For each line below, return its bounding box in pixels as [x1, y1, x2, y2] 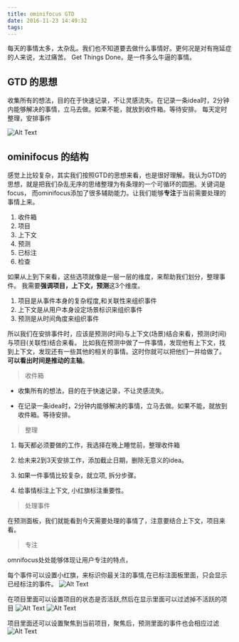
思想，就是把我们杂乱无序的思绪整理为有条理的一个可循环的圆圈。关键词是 [7, 180, 225, 188]
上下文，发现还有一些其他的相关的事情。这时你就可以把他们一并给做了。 [13, 347, 225, 356]
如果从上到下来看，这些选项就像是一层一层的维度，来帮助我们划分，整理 [7, 272, 219, 281]
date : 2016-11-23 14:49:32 [7, 17, 87, 24]
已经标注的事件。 [7, 580, 58, 588]
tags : [7, 24, 23, 31]
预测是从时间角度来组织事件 [17, 314, 100, 323]
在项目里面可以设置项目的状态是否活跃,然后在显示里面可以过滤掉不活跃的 [7, 595, 222, 603]
